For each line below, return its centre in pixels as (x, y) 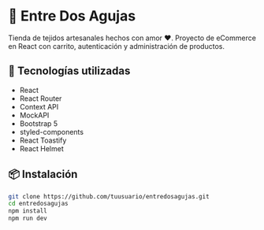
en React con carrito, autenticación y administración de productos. (116, 46)
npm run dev (28, 219)
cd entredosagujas (38, 204)
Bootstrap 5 (39, 123)
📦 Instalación (43, 174)
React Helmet (42, 148)
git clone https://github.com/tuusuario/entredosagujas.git (109, 196)
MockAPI (34, 115)
